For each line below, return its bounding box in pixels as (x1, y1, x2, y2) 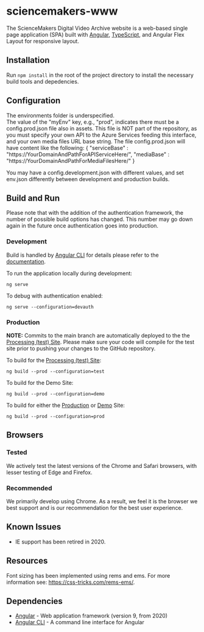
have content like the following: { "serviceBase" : (6, 144, 129, 151)
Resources (6, 556, 48, 566)
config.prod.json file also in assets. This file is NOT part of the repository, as (6, 124, 197, 132)
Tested (6, 448, 27, 457)
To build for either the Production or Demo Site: (6, 401, 125, 409)
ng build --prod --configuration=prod (6, 413, 105, 419)
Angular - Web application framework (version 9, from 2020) (15, 612, 168, 620)
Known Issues (6, 522, 62, 532)
